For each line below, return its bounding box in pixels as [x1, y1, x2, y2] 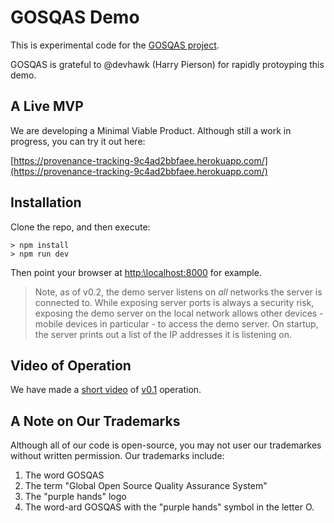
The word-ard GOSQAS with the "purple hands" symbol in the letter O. [24, 501, 315, 513]
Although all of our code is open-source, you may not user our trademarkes [10, 439, 322, 451]
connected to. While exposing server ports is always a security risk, [34, 296, 315, 308]
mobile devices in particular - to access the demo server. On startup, [34, 317, 319, 330]
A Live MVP [10, 98, 84, 115]
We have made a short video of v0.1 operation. [10, 384, 202, 396]
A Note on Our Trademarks [10, 412, 181, 430]
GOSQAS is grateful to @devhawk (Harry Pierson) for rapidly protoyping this [10, 58, 325, 70]
